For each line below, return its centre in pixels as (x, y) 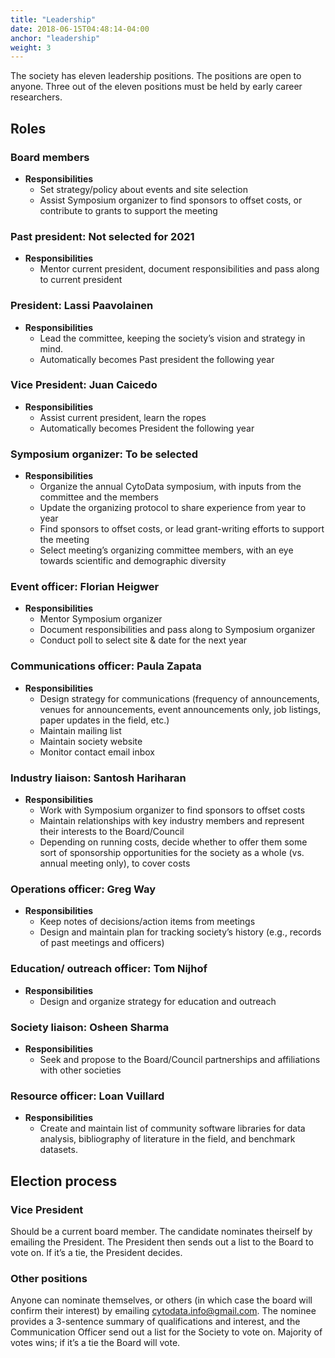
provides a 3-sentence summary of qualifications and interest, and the (155, 1322)
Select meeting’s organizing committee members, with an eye (166, 550)
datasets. (58, 1150)
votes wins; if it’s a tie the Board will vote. (95, 1343)
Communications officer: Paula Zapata (106, 666)
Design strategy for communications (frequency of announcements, (179, 698)
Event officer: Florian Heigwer (85, 587)
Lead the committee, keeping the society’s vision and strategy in (172, 338)
